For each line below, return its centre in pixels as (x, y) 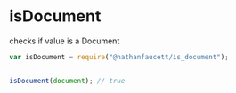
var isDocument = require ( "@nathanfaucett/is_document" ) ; (119, 57)
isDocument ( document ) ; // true (67, 81)
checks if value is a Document (65, 41)
